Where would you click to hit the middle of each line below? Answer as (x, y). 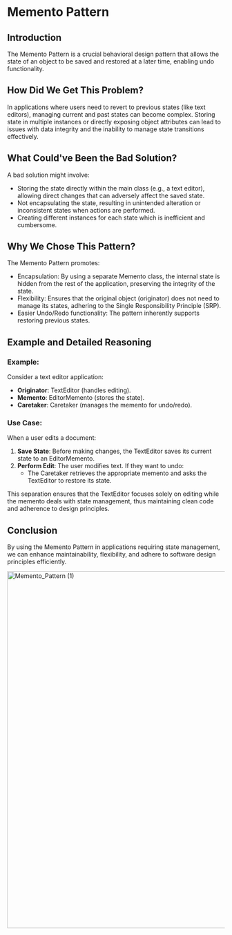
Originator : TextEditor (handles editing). (74, 390)
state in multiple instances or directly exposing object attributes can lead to (114, 122)
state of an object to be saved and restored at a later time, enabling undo (111, 61)
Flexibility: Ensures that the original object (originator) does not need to (118, 298)
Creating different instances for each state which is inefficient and (111, 218)
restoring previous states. (54, 320)
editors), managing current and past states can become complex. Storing (111, 114)
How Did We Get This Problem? (75, 90)
